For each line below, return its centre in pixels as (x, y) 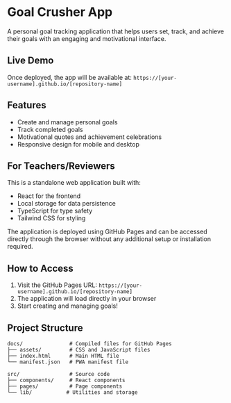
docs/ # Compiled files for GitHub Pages (89, 344)
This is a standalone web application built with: (74, 183)
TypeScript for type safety (55, 211)
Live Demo (31, 61)
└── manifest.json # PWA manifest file (68, 362)
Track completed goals (50, 129)
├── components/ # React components (67, 380)
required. (20, 247)
